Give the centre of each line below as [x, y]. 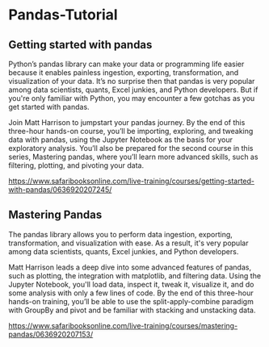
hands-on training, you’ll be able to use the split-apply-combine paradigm [131, 301]
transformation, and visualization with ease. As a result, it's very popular [128, 243]
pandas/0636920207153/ [51, 334]
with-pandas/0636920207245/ [60, 190]
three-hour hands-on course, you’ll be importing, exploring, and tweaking [131, 131]
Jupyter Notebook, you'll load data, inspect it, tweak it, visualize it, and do [131, 284]
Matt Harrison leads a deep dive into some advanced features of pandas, [130, 267]
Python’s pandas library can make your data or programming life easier [126, 64]
